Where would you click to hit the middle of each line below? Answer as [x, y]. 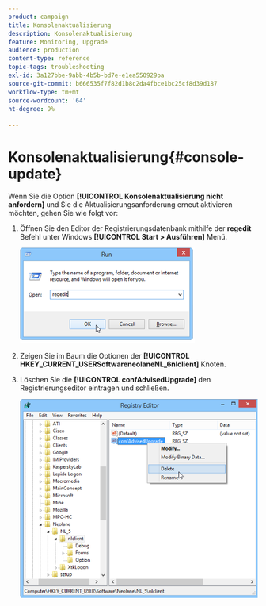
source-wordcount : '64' [47, 100]
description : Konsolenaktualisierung [70, 33]
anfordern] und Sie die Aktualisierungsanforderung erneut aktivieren [120, 205]
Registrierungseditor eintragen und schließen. [94, 388]
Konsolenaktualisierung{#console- [126, 157]
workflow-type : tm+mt [44, 92]
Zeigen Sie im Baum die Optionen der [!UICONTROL [104, 356]
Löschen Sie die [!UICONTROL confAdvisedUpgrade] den [115, 380]
